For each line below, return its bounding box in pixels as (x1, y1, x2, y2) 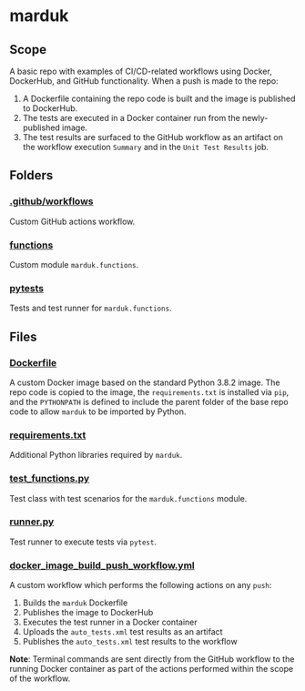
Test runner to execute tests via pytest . (9, 536, 158, 547)
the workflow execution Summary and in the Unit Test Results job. (22, 142, 269, 152)
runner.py (9, 515, 55, 528)
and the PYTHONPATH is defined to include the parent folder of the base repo (9, 396, 289, 407)
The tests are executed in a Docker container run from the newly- (22, 113, 269, 123)
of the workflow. (9, 673, 71, 684)
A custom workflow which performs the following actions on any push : (9, 580, 272, 591)
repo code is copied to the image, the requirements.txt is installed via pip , (9, 386, 290, 397)
